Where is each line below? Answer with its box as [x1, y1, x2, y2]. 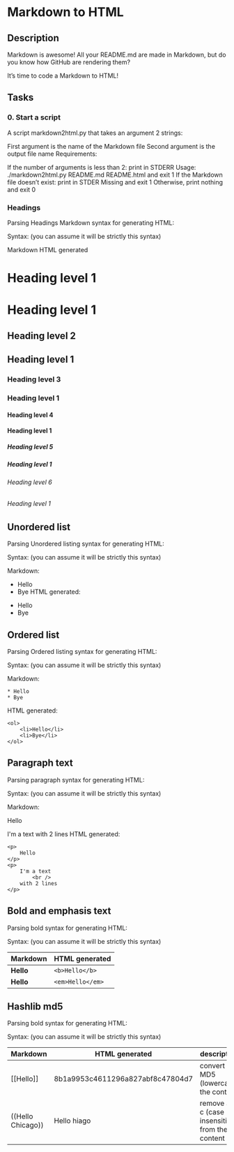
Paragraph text [7, 757, 73, 769]
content [199, 1133, 225, 1143]
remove [199, 1098, 225, 1108]
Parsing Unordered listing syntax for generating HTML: [7, 539, 165, 548]
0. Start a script [7, 112, 61, 122]
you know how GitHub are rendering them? [7, 58, 131, 66]
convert [199, 1061, 225, 1071]
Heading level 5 [7, 442, 54, 451]
